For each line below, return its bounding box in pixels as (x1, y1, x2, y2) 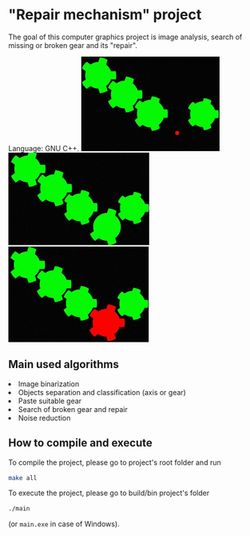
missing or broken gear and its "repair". (8, 40, 138, 50)
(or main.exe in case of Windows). (8, 519, 120, 529)
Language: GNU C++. (8, 143, 80, 153)
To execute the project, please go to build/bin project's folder (8, 488, 210, 498)
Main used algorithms (8, 358, 120, 371)
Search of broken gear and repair (18, 404, 128, 414)
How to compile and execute (8, 436, 153, 450)
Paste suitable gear (18, 396, 82, 406)
